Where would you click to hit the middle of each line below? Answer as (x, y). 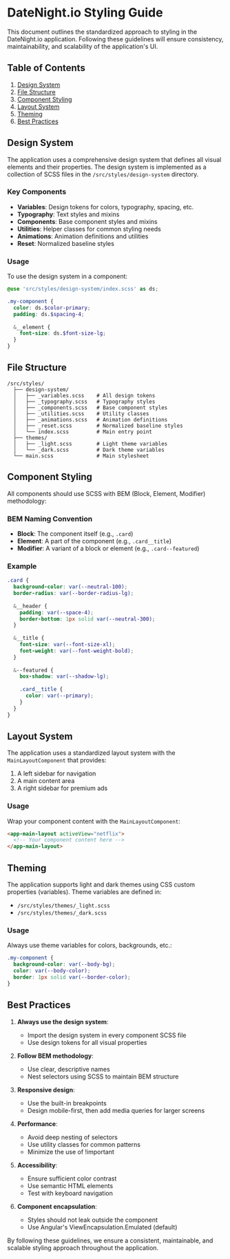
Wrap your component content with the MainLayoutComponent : (94, 821)
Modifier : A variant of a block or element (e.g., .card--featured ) (108, 548)
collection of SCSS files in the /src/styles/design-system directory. (103, 174)
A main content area (46, 781)
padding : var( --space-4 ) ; (57, 612)
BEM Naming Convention (50, 519)
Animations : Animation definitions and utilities (83, 236)
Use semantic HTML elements (70, 1185)
